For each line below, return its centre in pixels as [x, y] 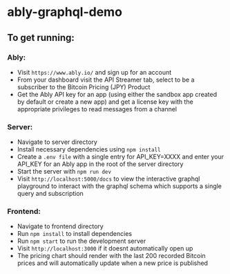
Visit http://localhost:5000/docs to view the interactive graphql [108, 179]
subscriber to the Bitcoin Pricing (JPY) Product [84, 86]
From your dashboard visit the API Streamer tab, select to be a [106, 80]
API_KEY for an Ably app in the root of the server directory [100, 164]
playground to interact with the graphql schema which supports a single [119, 186]
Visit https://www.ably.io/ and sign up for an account [94, 72]
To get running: [41, 38]
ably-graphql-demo [65, 12]
